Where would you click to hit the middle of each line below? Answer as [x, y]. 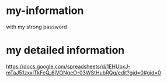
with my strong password [36, 27]
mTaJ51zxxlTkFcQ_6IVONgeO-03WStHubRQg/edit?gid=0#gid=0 [84, 72]
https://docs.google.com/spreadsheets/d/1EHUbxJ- [68, 66]
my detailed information [65, 50]
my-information [45, 11]
